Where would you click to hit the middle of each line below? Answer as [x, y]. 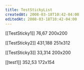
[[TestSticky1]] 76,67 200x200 [36, 33]
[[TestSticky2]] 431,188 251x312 [38, 43]
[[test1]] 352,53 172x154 [30, 62]
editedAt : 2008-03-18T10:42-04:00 [41, 19]
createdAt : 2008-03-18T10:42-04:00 [42, 14]
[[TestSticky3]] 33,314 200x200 [38, 52]
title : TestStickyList [29, 10]
